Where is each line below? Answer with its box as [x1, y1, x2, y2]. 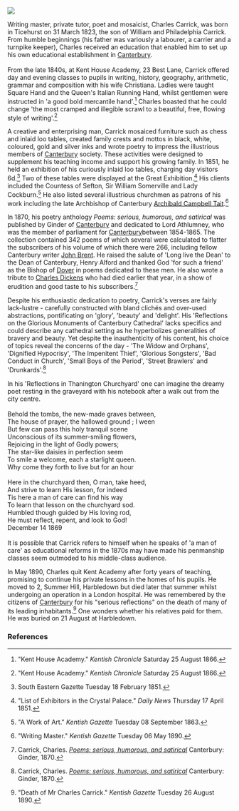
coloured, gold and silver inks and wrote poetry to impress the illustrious [7, 143, 219, 151]
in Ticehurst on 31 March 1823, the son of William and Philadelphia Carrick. [7, 28, 227, 36]
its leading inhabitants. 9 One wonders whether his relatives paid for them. [7, 605, 223, 615]
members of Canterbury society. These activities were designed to [7, 150, 203, 158]
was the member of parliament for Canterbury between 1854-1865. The [7, 228, 216, 237]
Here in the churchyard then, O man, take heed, [7, 478, 147, 486]
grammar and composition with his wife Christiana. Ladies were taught [7, 81, 214, 89]
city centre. [7, 394, 41, 403]
